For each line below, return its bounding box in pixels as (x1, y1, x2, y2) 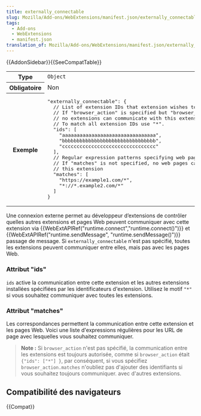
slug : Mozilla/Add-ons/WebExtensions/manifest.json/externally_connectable (6, 14, 199, 20)
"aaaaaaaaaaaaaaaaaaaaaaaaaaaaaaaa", (59, 132, 162, 138)
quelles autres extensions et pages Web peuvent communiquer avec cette (6, 218, 190, 226)
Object (47, 73, 66, 80)
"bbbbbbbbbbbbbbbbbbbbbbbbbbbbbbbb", (59, 138, 162, 144)
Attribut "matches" (6, 306, 64, 315)
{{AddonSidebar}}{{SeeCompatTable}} (6, 58, 102, 66)
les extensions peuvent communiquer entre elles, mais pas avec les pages (6, 244, 190, 251)
